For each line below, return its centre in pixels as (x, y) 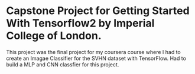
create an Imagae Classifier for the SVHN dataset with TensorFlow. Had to (96, 58)
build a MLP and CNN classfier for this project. (63, 64)
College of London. (54, 36)
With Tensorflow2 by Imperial (80, 23)
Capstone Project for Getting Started (98, 11)
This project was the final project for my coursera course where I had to (94, 52)
